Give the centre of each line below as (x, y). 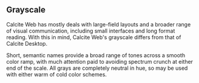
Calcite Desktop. (27, 43)
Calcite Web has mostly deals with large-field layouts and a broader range (99, 24)
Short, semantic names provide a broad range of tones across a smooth (96, 55)
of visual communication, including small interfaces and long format (91, 31)
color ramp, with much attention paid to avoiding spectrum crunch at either (100, 61)
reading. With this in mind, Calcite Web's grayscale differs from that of (94, 37)
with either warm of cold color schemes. (57, 74)
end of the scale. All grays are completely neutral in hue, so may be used (97, 68)
